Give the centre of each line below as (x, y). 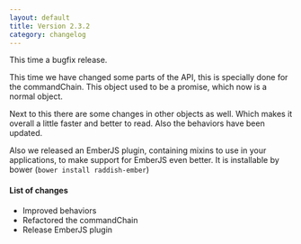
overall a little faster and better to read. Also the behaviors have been (137, 123)
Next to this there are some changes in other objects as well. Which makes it (151, 114)
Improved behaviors (59, 210)
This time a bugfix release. (58, 60)
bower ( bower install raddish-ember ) (80, 170)
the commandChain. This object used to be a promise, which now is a (138, 87)
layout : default (40, 18)
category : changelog (48, 34)
